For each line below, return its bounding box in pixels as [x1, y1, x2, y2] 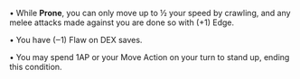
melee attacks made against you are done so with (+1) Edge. [9, 17, 235, 28]
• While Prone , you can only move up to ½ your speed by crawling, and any [9, 8, 291, 18]
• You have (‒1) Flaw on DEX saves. [9, 35, 143, 45]
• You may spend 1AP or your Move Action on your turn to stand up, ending [9, 52, 290, 62]
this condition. [9, 62, 62, 72]
